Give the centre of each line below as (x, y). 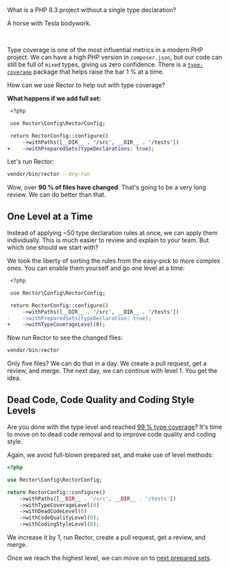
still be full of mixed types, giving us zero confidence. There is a (97, 64)
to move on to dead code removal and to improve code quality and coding (111, 434)
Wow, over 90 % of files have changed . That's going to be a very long (107, 188)
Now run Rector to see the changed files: (65, 338)
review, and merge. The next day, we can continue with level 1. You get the (112, 371)
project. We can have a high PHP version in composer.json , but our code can (115, 57)
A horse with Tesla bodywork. (49, 23)
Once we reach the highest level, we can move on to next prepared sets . (109, 558)
